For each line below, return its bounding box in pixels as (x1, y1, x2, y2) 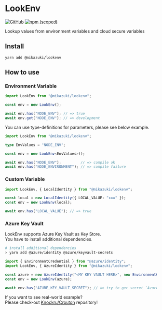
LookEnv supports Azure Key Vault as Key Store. (5, 231, 101, 237)
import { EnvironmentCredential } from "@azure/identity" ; (5, 259, 126, 264)
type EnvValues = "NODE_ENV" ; (5, 142, 66, 148)
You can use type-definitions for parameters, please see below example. (5, 124, 149, 130)
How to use (5, 68, 40, 76)
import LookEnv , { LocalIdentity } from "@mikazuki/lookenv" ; (5, 187, 133, 192)
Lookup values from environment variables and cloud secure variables (5, 28, 145, 34)
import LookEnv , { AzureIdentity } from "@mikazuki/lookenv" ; (5, 264, 133, 268)
